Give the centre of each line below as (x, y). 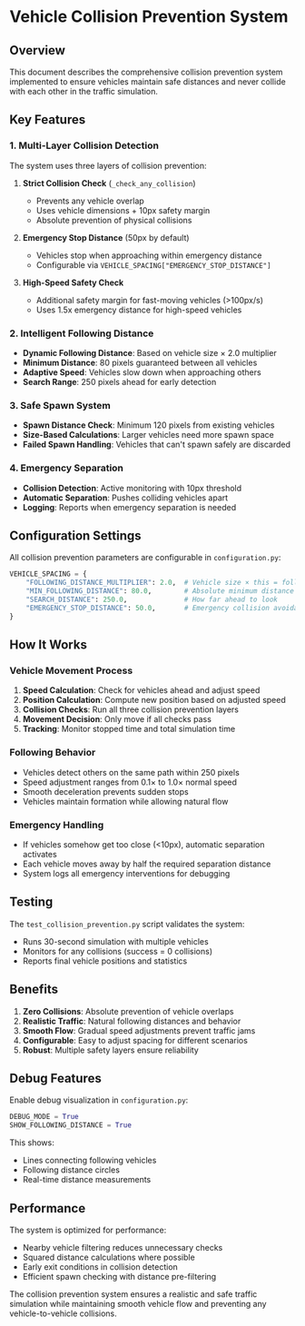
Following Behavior (53, 753)
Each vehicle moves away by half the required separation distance (147, 864)
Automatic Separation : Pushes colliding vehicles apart (125, 498)
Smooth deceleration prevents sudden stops (105, 791)
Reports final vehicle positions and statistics (105, 961)
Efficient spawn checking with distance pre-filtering (119, 1276)
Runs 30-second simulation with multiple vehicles (115, 941)
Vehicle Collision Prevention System (149, 17)
